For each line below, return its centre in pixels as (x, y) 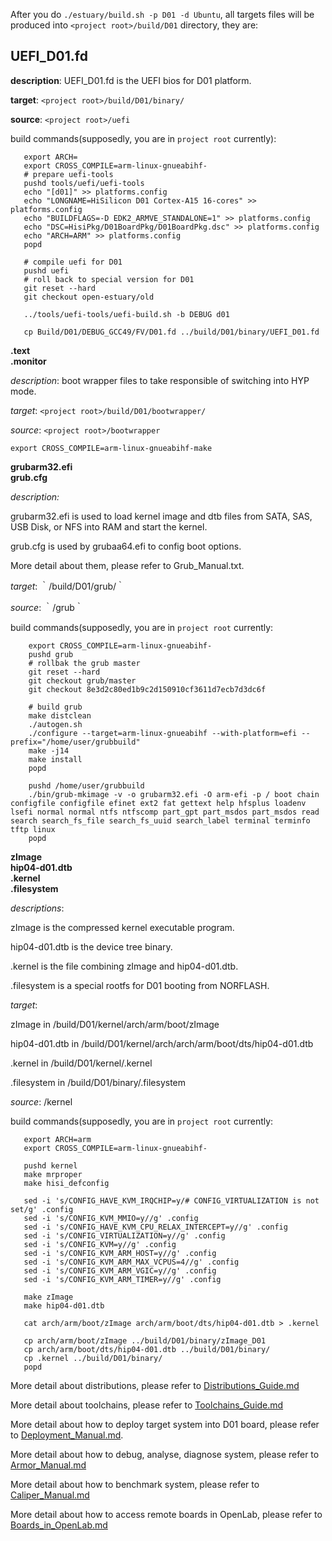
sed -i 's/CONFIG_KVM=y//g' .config (100, 1244)
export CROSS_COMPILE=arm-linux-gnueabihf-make (111, 448)
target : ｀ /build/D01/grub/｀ (68, 586)
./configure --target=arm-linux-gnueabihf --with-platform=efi (163, 733)
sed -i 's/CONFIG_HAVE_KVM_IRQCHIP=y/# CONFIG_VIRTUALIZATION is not (171, 1200)
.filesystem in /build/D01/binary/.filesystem (98, 1082)
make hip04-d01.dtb (64, 1305)
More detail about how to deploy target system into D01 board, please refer (165, 1424)
